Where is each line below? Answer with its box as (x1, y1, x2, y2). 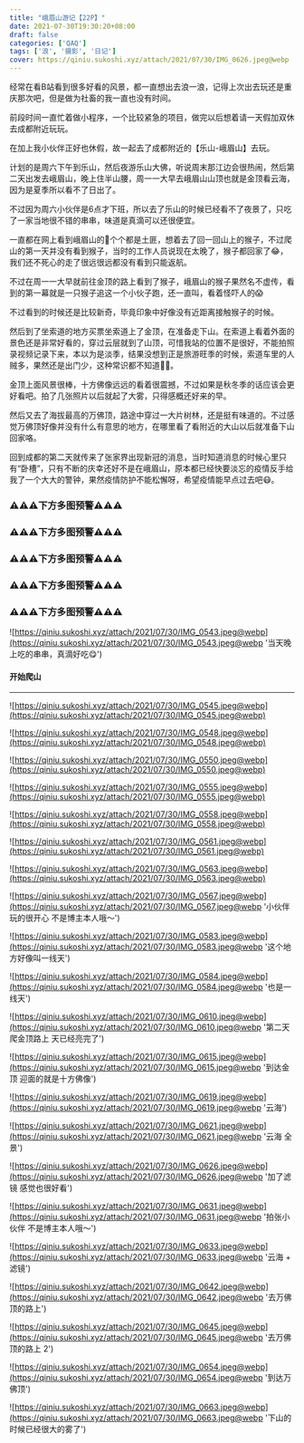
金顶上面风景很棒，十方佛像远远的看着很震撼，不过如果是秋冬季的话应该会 (9, 380, 287, 390)
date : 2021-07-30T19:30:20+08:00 (9, 22, 136, 31)
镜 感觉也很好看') (9, 1183, 73, 1194)
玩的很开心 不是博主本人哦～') (9, 912, 120, 924)
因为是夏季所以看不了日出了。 (9, 185, 120, 195)
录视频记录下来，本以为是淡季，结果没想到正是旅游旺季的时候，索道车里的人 (9, 349, 295, 359)
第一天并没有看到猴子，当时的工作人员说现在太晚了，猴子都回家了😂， (24, 245, 289, 256)
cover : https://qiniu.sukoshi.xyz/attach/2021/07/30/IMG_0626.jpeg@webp (9, 55, 290, 64)
